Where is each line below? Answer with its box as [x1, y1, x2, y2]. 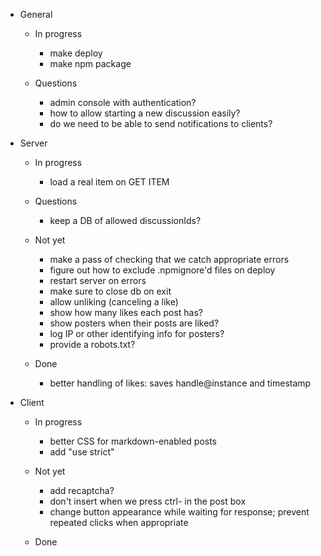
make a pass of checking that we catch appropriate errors [49, 254, 290, 265]
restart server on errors [49, 275, 147, 286]
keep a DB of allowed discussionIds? [49, 215, 202, 226]
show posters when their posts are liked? [49, 317, 220, 329]
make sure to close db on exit [49, 285, 172, 297]
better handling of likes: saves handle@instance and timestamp [49, 377, 312, 389]
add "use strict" [49, 446, 115, 458]
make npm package [49, 58, 132, 69]
